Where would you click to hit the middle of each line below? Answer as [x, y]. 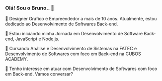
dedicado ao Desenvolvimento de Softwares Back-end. [62, 24]
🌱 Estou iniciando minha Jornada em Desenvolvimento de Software [74, 34]
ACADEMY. [17, 59]
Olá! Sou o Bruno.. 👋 [30, 8]
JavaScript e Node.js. [37, 39]
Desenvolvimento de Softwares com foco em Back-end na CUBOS [73, 54]
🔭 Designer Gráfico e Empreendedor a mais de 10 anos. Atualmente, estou [81, 19]
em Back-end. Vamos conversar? [39, 74]
